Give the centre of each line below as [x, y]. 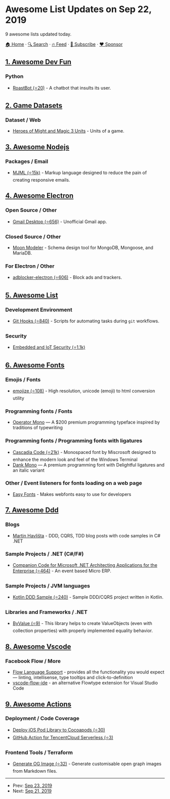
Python [14, 76]
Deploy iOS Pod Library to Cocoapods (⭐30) [59, 730]
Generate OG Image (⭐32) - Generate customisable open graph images [87, 764]
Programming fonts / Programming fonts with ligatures [74, 441]
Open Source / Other [31, 210]
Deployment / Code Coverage [42, 719]
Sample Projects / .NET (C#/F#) [45, 554]
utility [18, 398]
